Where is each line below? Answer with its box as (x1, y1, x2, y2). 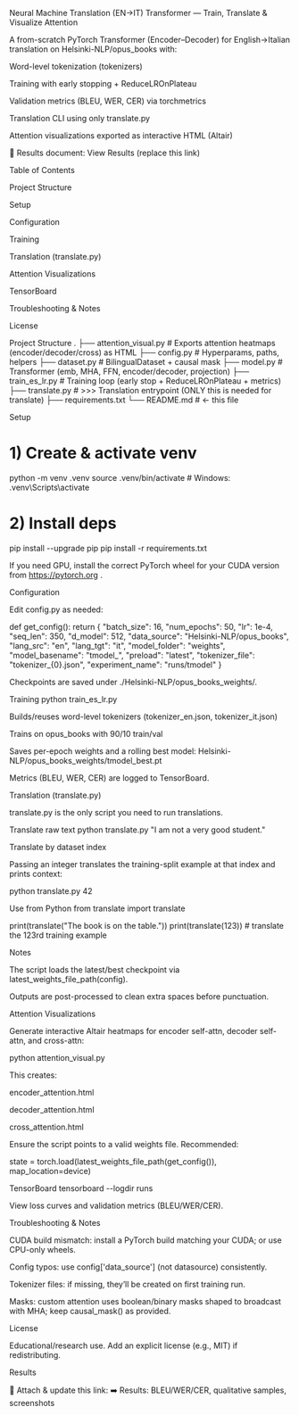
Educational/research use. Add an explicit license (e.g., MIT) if (9, 1340, 238, 1351)
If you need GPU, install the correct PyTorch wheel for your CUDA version (9, 559, 279, 570)
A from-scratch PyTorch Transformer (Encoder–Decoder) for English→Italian (9, 35, 291, 45)
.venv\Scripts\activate (9, 482, 90, 492)
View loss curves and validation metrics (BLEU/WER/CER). (9, 1200, 224, 1211)
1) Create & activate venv (9, 443, 197, 463)
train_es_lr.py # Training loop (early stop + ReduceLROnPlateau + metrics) (9, 376, 281, 386)
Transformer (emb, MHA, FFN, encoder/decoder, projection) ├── (9, 366, 250, 377)
